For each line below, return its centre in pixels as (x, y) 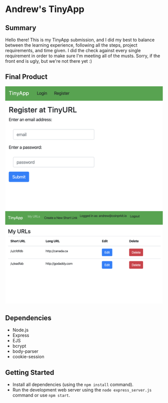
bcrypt (19, 346)
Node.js (20, 330)
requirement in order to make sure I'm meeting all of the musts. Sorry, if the (83, 56)
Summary (21, 28)
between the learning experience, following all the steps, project (71, 45)
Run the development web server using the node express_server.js (82, 389)
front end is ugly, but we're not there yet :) (49, 61)
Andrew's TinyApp (45, 9)
